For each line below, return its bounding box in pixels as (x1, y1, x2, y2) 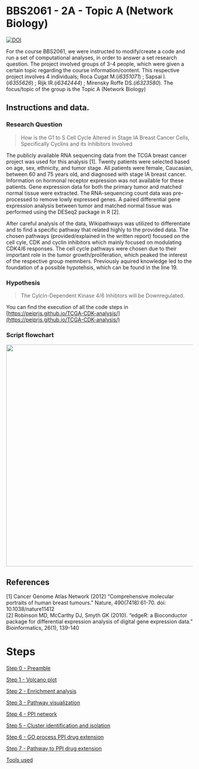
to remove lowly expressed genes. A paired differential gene (33, 195, 181, 202)
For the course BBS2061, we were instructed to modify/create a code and (6, 47, 185, 54)
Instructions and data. (6, 102, 90, 113)
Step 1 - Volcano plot (6, 676, 57, 683)
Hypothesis (6, 278, 40, 287)
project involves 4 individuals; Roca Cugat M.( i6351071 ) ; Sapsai (6, 73, 162, 80)
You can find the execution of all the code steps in (6, 303, 129, 310)
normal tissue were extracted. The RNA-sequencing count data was (6, 189, 172, 197)
